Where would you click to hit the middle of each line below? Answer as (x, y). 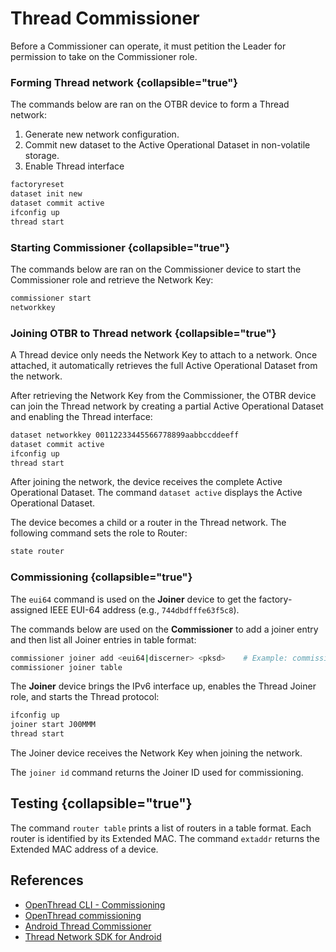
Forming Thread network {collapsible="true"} (124, 82)
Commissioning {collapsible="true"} (101, 577)
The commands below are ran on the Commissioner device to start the (156, 269)
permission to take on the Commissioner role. (104, 56)
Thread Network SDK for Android (93, 936)
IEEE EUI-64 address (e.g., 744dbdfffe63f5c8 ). (144, 609)
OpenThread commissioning (83, 915)
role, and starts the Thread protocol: (85, 697)
